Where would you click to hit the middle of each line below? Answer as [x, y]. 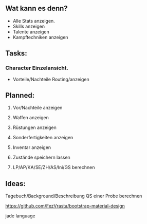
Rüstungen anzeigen [34, 127]
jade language [20, 216]
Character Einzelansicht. [37, 68]
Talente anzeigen [31, 32]
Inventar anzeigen [32, 147]
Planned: [20, 95]
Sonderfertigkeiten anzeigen [43, 138]
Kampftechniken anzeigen [40, 37]
